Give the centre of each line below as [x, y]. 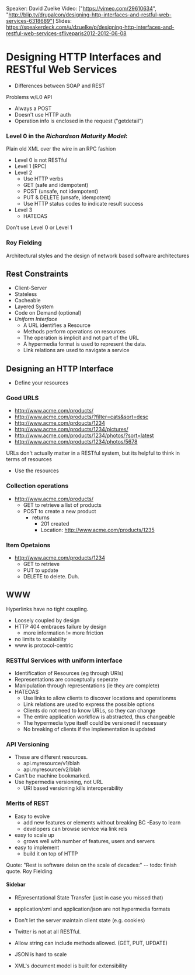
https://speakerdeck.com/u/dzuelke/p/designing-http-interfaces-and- [90, 27]
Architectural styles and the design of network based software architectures [98, 255]
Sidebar [16, 885]
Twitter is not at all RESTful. [48, 932]
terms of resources [29, 459]
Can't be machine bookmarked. [52, 776]
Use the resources [37, 471]
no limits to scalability [41, 639]
